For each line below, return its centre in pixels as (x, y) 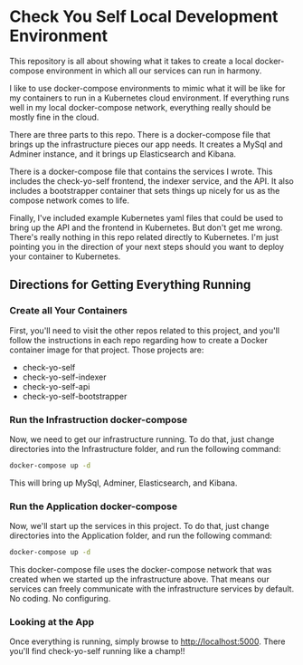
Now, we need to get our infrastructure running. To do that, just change (142, 439)
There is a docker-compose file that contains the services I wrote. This (141, 171)
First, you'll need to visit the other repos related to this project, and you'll (145, 330)
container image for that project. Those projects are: (107, 350)
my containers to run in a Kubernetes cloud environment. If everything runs (149, 98)
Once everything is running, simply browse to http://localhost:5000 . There (147, 641)
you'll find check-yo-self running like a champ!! (97, 651)
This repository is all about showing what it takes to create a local (131, 61)
